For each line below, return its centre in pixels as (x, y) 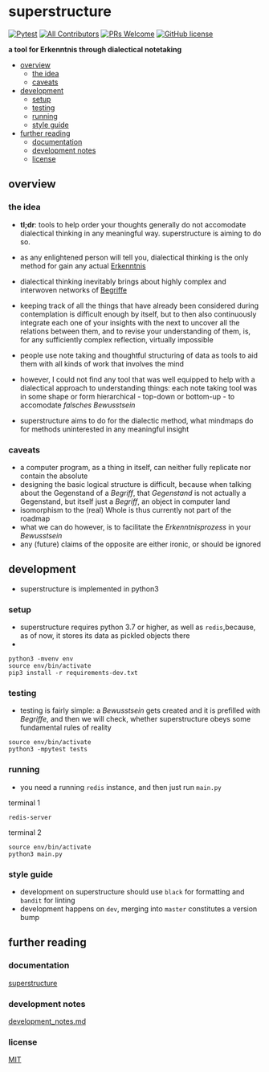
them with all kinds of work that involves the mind (102, 363)
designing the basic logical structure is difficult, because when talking (135, 484)
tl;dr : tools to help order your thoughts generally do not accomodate (133, 224)
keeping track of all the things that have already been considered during (139, 305)
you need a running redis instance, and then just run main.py (121, 787)
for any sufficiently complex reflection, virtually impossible (117, 339)
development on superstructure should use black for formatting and (132, 891)
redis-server (30, 817)
